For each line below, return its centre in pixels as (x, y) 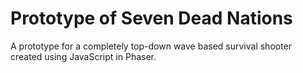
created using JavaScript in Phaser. (83, 56)
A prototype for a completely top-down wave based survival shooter (151, 46)
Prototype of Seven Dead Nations (151, 18)
